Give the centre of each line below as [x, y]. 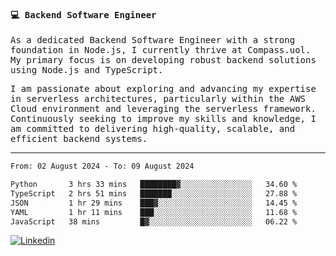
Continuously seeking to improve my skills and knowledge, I [163, 119]
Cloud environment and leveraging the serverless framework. [163, 109]
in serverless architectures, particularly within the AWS [158, 99]
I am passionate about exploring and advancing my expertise [163, 89]
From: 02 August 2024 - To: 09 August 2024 [102, 166]
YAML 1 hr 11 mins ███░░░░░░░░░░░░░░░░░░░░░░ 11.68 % [154, 212]
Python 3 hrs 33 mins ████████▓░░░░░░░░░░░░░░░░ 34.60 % [154, 185]
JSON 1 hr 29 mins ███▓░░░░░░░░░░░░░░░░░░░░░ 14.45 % [154, 203]
